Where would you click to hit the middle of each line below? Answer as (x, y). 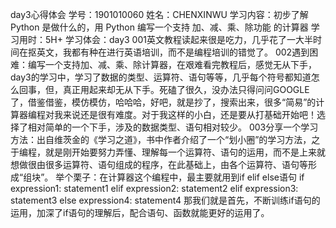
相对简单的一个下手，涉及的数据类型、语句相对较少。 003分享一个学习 (173, 127)
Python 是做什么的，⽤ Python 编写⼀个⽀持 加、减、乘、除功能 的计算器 (159, 27)
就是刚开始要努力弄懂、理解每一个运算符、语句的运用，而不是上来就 (185, 152)
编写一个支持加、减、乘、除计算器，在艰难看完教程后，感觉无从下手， (172, 64)
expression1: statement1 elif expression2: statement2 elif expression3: (154, 188)
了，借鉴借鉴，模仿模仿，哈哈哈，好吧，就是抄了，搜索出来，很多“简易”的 (163, 102)
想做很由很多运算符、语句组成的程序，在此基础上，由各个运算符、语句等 (159, 164)
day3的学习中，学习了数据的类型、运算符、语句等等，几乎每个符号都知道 (161, 77)
